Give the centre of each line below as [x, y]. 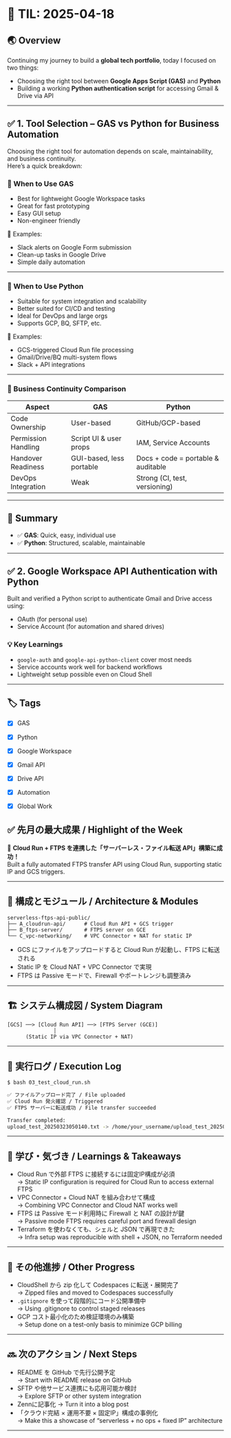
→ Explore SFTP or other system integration [79, 1396]
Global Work [35, 806]
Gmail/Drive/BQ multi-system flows [67, 357]
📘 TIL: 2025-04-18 [61, 14]
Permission [29, 438]
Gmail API [31, 764]
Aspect [37, 407]
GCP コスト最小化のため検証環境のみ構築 [76, 1317]
